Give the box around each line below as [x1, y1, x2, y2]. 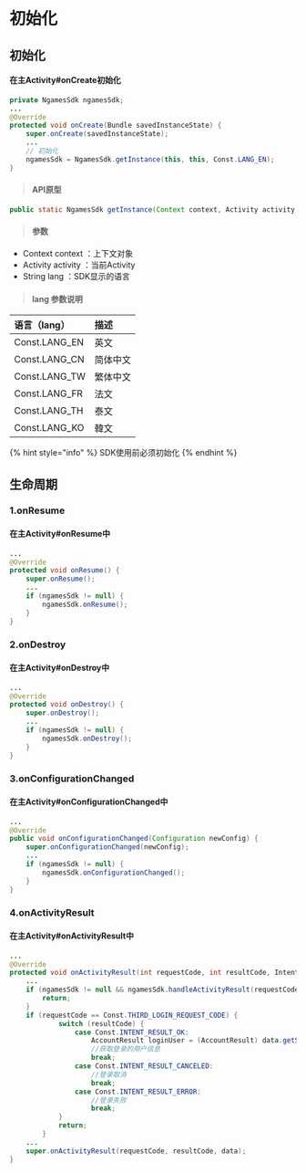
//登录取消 [90, 1070, 127, 1079]
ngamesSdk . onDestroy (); [42, 734, 132, 743]
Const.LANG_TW [14, 371, 87, 383]
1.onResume [9, 504, 66, 517]
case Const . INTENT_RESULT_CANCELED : [74, 1062, 214, 1071]
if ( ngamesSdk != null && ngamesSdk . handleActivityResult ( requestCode [25, 985, 300, 995]
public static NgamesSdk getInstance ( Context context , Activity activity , [9, 204, 300, 215]
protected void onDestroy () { [9, 700, 125, 709]
